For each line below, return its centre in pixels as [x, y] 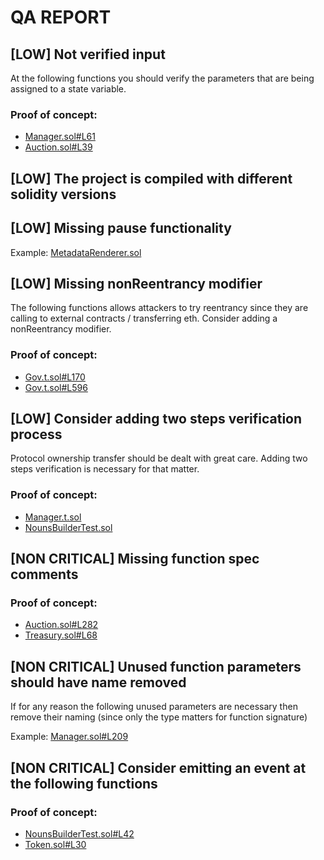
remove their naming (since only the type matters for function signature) [159, 717]
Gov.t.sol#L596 [56, 387]
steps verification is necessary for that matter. [105, 469]
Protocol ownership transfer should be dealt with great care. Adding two [159, 458]
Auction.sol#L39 [58, 147]
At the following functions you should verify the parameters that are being [162, 78]
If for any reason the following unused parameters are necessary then [154, 707]
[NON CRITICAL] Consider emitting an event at [158, 767]
